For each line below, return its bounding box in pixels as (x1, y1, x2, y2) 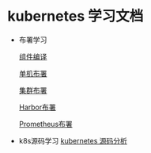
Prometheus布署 (18, 119, 73, 128)
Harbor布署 (18, 102, 56, 112)
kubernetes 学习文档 (7, 7, 144, 25)
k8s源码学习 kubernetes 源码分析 (18, 136, 128, 145)
